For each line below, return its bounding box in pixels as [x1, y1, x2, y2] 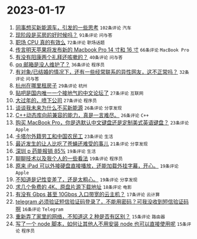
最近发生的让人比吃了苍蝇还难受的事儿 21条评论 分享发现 [15, 140, 148, 147]
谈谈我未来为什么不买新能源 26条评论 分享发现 [15, 104, 122, 111]
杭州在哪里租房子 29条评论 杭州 [15, 82, 88, 89]
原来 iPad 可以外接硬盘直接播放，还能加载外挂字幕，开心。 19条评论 [15, 162, 179, 169]
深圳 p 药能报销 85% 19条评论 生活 [15, 147, 96, 154]
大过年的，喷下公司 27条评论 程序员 [15, 96, 97, 104]
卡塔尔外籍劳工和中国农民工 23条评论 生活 [15, 133, 114, 140]
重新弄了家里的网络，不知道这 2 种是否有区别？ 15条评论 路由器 [15, 212, 165, 219]
